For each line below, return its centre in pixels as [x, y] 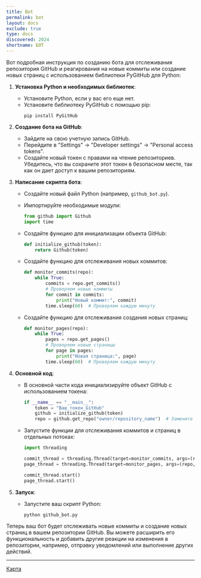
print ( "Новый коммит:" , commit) [96, 300]
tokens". [34, 151]
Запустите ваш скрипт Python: [63, 504]
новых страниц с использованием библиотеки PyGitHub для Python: [94, 75]
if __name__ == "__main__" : [59, 402]
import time [39, 222]
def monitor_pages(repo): [56, 328]
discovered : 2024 [28, 40]
